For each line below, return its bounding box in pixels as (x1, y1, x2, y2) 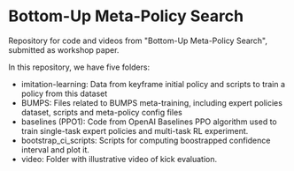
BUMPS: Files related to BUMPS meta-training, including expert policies (20, 97, 282, 108)
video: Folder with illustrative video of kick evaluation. (20, 153, 218, 164)
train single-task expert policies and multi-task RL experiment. (20, 125, 249, 136)
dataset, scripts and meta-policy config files (20, 107, 182, 117)
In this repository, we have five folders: (8, 62, 151, 72)
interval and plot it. (20, 144, 90, 155)
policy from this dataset (20, 88, 108, 99)
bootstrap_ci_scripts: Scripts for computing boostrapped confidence (20, 135, 271, 145)
